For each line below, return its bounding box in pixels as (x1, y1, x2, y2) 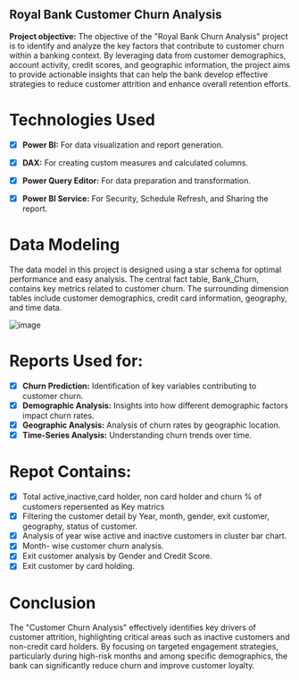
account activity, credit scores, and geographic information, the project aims (9, 59, 291, 70)
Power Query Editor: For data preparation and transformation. (21, 174, 252, 186)
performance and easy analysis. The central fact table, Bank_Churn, (9, 273, 260, 285)
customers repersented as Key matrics (21, 501, 165, 513)
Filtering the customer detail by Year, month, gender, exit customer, (21, 511, 270, 522)
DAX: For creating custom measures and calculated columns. (21, 157, 249, 168)
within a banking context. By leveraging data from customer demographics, (9, 49, 287, 61)
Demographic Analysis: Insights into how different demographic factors (21, 400, 288, 411)
